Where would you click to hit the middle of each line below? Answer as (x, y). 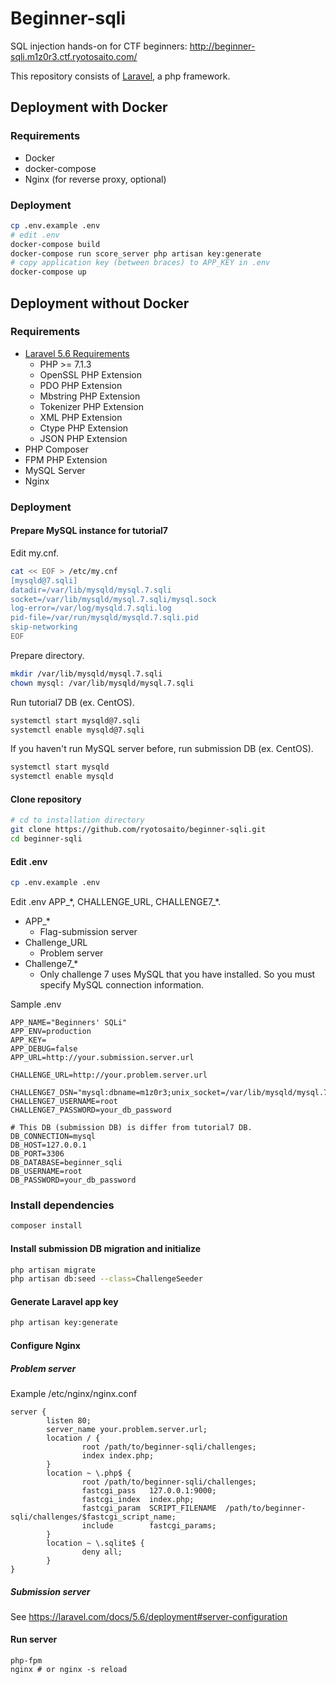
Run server (34, 1639)
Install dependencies (62, 1205)
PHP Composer (56, 449)
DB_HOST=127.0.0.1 (48, 1145)
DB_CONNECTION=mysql (53, 1137)
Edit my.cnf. (34, 553)
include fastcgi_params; (149, 1525)
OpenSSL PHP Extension (91, 374)
